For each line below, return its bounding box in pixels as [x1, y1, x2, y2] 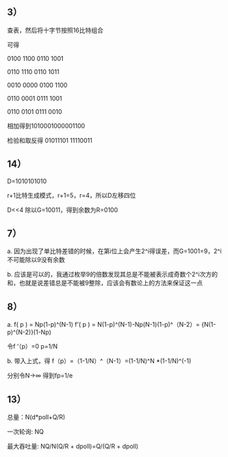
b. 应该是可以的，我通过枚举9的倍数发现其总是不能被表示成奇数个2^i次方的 [7, 270, 218, 279]
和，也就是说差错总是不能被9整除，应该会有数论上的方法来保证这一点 [7, 279, 203, 287]
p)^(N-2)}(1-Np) [7, 328, 51, 336]
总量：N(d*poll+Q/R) [7, 413, 66, 421]
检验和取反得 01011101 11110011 [7, 136, 92, 144]
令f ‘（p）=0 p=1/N [7, 342, 58, 351]
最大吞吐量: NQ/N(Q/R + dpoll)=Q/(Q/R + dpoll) [7, 442, 139, 451]
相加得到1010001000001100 [7, 121, 86, 130]
